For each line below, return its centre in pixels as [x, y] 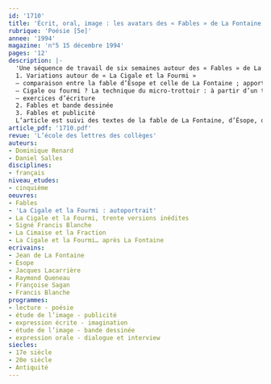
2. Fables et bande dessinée [65, 105]
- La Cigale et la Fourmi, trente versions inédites [99, 218]
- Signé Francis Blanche [50, 225]
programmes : [28, 300]
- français [27, 173]
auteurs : [23, 143]
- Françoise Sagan [39, 285]
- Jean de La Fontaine [46, 255]
